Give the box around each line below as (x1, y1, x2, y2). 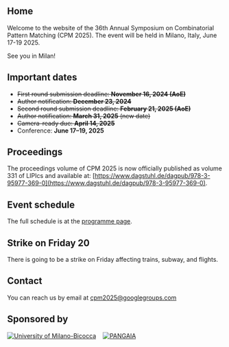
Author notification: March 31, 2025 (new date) (16, 111, 151, 120)
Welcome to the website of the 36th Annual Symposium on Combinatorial (7, 23, 215, 32)
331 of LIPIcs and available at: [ (7, 172, 95, 180)
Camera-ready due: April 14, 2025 (16, 119, 115, 127)
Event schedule (7, 199, 75, 210)
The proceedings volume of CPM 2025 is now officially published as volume (7, 164, 223, 172)
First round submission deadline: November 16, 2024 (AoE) (16, 89, 186, 98)
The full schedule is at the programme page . (7, 217, 132, 225)
